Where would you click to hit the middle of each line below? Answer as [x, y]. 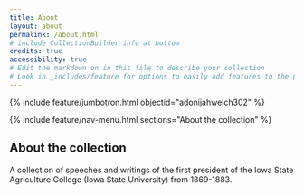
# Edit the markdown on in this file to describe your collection [137, 69]
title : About [34, 18]
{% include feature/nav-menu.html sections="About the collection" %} [141, 119]
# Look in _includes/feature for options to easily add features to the [149, 77]
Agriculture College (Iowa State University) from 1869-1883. [121, 179]
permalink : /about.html [54, 34]
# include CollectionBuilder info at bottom [95, 43]
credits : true [36, 51]
